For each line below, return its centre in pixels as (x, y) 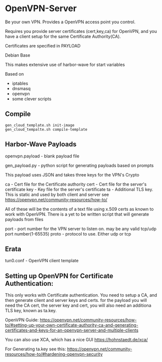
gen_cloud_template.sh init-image (40, 125)
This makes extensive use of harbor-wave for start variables (65, 64)
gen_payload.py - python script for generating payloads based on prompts (79, 165)
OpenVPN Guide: (22, 320)
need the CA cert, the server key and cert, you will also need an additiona (78, 305)
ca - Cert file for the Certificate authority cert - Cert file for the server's (76, 184)
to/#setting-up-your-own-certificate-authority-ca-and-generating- (72, 325)
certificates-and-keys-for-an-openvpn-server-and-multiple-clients (72, 331)
